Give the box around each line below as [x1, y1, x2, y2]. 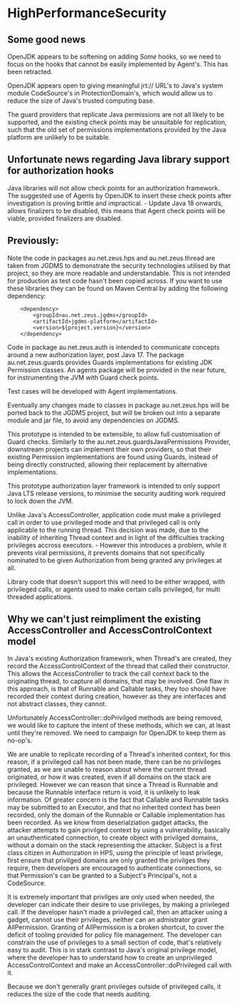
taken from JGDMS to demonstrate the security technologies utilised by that [7, 261, 230, 270]
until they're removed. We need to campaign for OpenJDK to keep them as [7, 729, 226, 738]
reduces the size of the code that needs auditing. [7, 990, 152, 999]
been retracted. [7, 68, 53, 76]
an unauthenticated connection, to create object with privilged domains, [7, 833, 218, 842]
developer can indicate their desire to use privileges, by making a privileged [7, 900, 230, 909]
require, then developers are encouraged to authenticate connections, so [7, 864, 222, 872]
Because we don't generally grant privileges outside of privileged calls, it [7, 982, 221, 991]
